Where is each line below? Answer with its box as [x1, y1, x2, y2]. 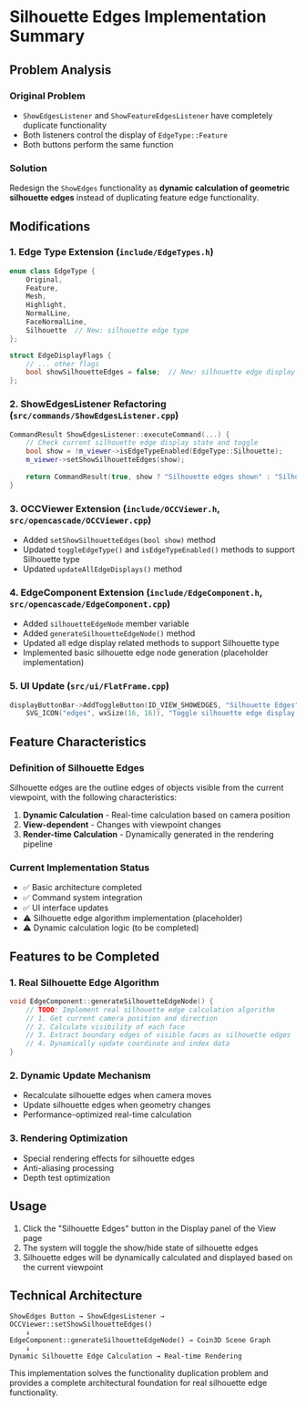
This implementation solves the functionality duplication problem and [9, 1368, 269, 1379]
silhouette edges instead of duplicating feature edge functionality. [9, 192, 260, 203]
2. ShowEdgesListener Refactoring [9, 398, 167, 411]
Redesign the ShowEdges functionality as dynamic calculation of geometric [9, 182, 290, 193]
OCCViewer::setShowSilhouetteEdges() [9, 1320, 153, 1330]
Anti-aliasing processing [22, 1162, 115, 1173]
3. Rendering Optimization [9, 1132, 128, 1145]
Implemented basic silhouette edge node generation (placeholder [22, 647, 269, 658]
